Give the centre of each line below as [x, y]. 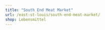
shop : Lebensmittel [26, 19]
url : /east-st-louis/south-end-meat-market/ [53, 15]
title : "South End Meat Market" [39, 10]
